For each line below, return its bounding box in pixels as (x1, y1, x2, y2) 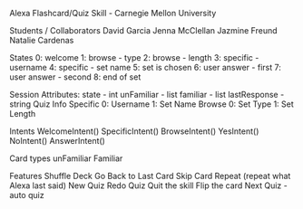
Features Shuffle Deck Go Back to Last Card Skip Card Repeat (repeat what (9, 171, 291, 181)
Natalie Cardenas (9, 35, 74, 45)
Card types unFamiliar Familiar (9, 153, 123, 164)
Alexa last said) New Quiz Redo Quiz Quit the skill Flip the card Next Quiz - (9, 180, 288, 191)
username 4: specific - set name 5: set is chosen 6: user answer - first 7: (9, 62, 281, 72)
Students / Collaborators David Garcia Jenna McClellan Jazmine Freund (9, 25, 279, 35)
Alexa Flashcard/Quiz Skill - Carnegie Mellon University (9, 8, 217, 18)
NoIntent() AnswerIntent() (9, 136, 106, 146)
